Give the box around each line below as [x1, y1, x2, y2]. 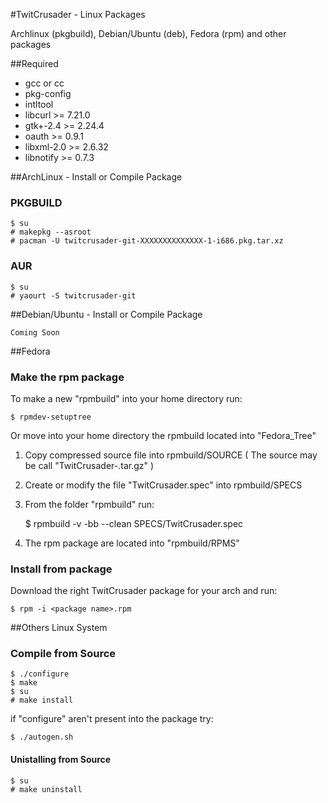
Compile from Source [10, 647, 117, 661]
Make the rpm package [10, 370, 125, 384]
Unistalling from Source [10, 754, 112, 766]
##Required [10, 58, 59, 69]
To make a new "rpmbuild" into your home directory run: [10, 392, 243, 404]
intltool [24, 99, 54, 110]
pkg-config [24, 88, 72, 99]
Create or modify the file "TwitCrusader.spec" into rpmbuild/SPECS [24, 479, 303, 491]
